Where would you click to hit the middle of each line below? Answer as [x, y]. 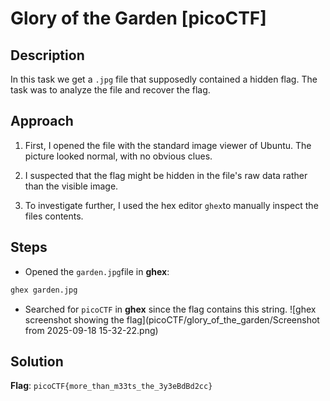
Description [47, 55]
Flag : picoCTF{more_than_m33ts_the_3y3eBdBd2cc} [111, 386]
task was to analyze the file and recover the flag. [110, 90]
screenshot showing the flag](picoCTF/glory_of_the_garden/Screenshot [172, 319]
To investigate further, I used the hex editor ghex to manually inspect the [171, 205]
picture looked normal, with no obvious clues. [118, 156]
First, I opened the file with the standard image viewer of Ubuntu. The [168, 145]
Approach [42, 121]
